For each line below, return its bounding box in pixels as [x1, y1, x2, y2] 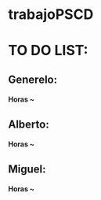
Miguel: [8, 162, 46, 176]
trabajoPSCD [8, 6, 94, 24]
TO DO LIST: [8, 42, 88, 60]
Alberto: [8, 117, 49, 131]
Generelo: [8, 72, 57, 86]
